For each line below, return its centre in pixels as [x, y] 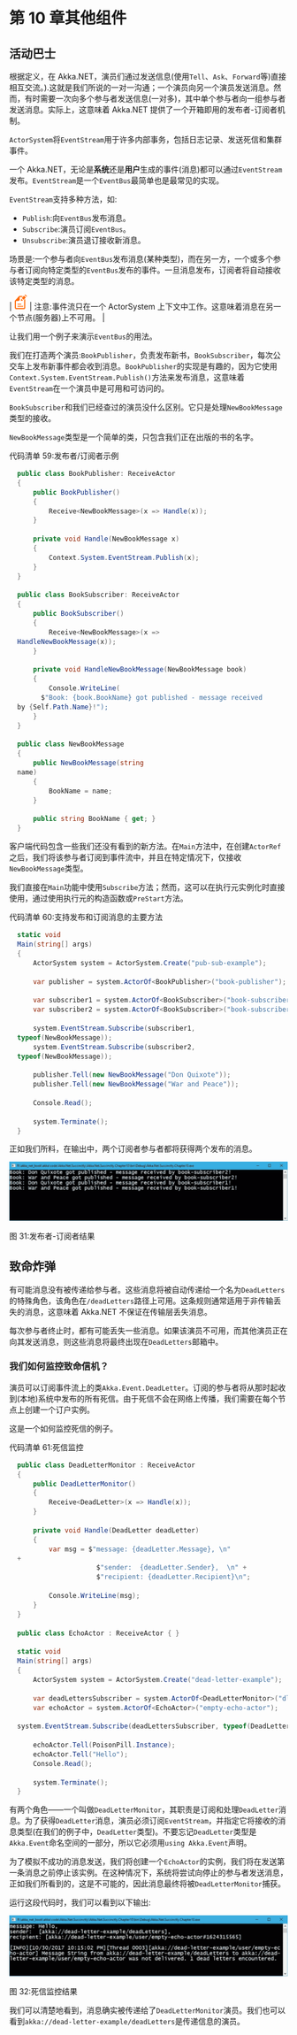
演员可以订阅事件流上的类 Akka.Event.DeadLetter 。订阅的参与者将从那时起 [144, 1387]
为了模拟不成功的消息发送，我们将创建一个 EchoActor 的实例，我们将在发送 [143, 1862]
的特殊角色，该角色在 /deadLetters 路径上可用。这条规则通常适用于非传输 [141, 1301]
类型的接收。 [32, 418]
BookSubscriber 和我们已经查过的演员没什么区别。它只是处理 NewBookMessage [146, 407]
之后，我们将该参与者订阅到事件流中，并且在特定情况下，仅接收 [125, 857]
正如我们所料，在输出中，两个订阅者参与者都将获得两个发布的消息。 [133, 1149]
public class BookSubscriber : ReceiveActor [98, 595]
